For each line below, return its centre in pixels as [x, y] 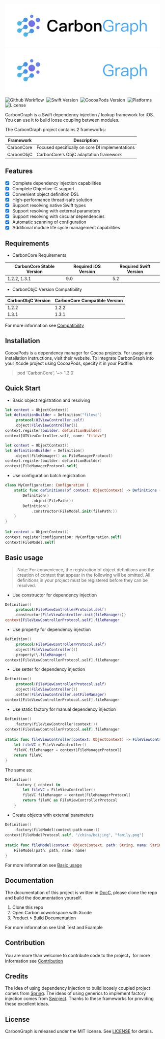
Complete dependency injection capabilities [57, 183]
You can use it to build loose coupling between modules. [62, 120]
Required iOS [87, 266]
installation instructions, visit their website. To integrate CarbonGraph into [79, 358]
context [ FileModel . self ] [30, 542]
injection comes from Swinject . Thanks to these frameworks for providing [79, 999]
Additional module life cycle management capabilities [66, 228]
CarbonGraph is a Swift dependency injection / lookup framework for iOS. [80, 114]
